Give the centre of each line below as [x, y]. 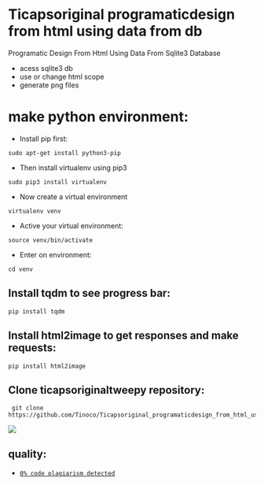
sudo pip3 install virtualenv [58, 182]
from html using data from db [105, 31]
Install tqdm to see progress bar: [89, 293]
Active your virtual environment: [71, 225]
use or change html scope [62, 76]
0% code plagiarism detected [67, 474]
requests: [32, 348]
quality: [27, 454]
